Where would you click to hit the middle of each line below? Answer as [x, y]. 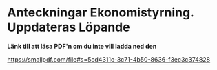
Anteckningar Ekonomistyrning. [101, 13]
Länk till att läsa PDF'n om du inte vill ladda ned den [82, 46]
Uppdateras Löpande [69, 27]
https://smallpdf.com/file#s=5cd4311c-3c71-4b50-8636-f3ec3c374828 [109, 59]
